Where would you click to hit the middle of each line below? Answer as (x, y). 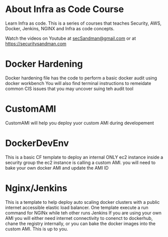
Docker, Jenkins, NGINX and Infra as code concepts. (60, 28)
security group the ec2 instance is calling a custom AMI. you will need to (80, 163)
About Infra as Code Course (65, 9)
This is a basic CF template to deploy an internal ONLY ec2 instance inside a (84, 157)
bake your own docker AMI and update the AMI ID (57, 168)
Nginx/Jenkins (36, 188)
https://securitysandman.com (36, 43)
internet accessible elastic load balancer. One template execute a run (77, 207)
